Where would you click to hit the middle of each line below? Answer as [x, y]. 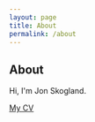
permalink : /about [43, 34]
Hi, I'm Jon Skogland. [47, 91]
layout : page [33, 17]
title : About [33, 26]
